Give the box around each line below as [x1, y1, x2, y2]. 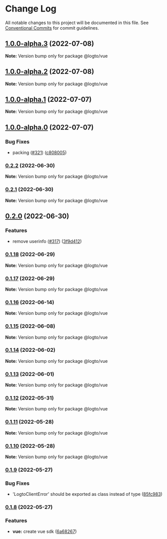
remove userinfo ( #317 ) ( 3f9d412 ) [12, 238, 82, 244]
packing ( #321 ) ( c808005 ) [12, 150, 67, 156]
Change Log [5, 3, 56, 15]
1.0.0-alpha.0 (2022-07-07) [5, 123, 94, 131]
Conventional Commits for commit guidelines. [5, 25, 99, 31]
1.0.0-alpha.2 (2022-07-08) [5, 67, 94, 76]
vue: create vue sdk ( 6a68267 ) [12, 528, 77, 534]
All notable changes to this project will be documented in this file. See [5, 20, 149, 26]
